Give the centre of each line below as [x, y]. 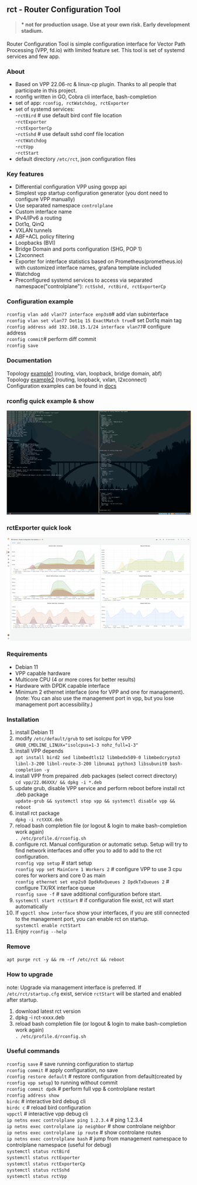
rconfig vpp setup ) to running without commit [62, 1082]
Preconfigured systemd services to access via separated [84, 280]
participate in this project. [46, 90]
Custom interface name [43, 212]
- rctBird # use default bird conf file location [68, 115]
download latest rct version [48, 1011]
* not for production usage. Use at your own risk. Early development [106, 24]
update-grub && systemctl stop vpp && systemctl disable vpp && [95, 801]
